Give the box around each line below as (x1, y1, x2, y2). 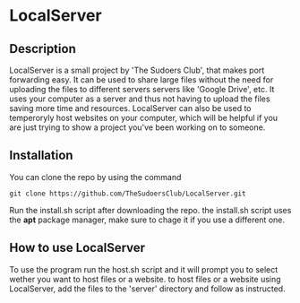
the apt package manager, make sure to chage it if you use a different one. (9, 214, 285, 225)
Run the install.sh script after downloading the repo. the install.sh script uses (9, 204, 292, 215)
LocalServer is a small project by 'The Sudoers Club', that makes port (9, 65, 265, 75)
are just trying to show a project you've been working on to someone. (9, 122, 266, 133)
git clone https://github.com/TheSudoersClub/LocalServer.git (9, 189, 246, 198)
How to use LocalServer (9, 240, 146, 255)
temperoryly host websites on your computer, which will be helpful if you (9, 113, 279, 123)
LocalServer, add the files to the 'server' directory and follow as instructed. (9, 283, 286, 294)
